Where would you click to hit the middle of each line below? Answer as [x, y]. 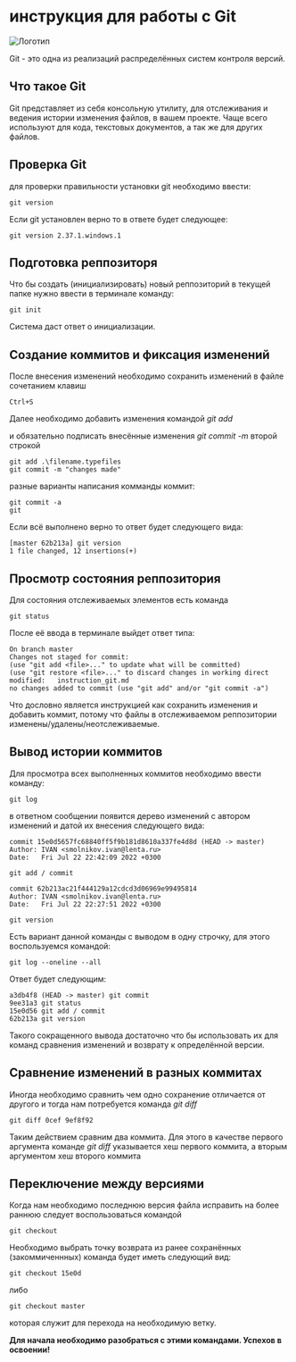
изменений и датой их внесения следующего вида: [107, 825]
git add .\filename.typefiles [66, 462]
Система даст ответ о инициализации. [82, 327]
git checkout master [48, 1307]
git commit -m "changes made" [66, 470]
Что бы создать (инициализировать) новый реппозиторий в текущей [140, 284]
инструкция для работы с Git [123, 17]
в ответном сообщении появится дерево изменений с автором [130, 815]
